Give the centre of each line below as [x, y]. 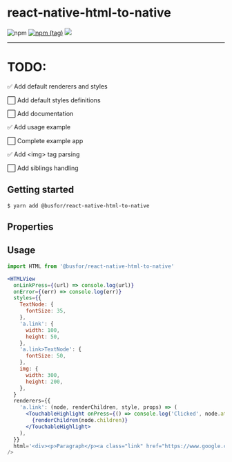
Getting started [41, 190]
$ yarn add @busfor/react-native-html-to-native [78, 205]
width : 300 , [42, 375]
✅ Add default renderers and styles [58, 86]
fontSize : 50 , [46, 356]
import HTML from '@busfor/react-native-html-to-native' [91, 266]
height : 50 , [42, 337]
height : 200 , [44, 382]
